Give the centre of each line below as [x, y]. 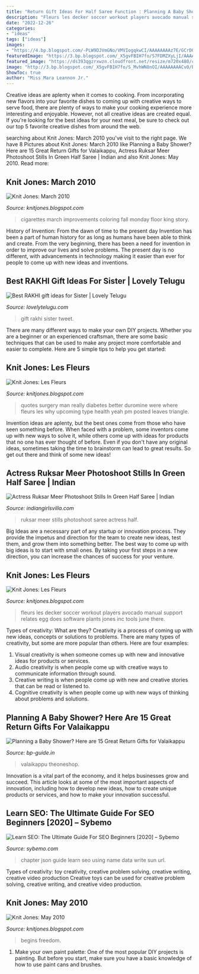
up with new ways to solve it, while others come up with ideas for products [97, 435]
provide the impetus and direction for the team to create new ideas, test [94, 538]
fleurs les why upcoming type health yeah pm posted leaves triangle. [105, 411]
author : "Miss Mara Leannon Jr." [47, 78]
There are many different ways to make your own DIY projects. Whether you [99, 330]
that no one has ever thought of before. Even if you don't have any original [97, 442]
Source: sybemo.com [32, 849]
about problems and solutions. [52, 699]
